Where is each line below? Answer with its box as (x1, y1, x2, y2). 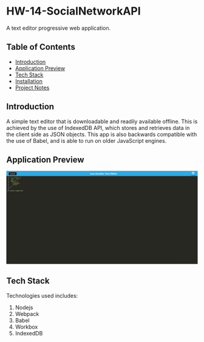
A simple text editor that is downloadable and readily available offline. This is (6, 117, 198, 125)
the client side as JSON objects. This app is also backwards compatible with (6, 131, 197, 138)
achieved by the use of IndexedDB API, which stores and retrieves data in (6, 124, 190, 131)
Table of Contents (6, 42, 76, 52)
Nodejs (15, 304, 33, 311)
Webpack (15, 310, 39, 317)
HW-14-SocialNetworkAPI (6, 4, 141, 18)
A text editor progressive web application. (6, 24, 111, 32)
